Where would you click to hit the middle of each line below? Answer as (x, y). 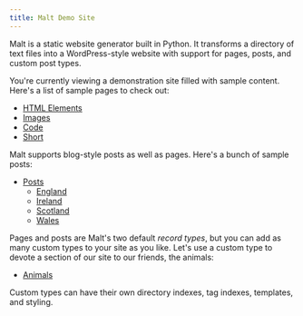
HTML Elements (53, 108)
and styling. (31, 301)
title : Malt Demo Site (52, 18)
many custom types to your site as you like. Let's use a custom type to (141, 247)
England (51, 191)
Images (36, 117)
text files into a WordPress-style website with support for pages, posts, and (151, 53)
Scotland (53, 211)
